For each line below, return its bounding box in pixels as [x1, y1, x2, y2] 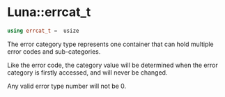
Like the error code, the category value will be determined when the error [7, 61, 218, 69]
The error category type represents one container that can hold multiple [7, 40, 214, 48]
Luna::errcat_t [7, 4, 91, 20]
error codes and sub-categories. [7, 47, 101, 56]
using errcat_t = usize [7, 27, 79, 34]
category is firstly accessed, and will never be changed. [7, 68, 168, 77]
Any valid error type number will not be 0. [7, 82, 127, 90]
